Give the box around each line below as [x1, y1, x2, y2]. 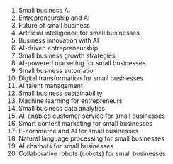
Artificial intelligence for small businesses [18, 28, 140, 37]
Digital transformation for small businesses [18, 74, 144, 82]
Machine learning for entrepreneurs [18, 97, 123, 105]
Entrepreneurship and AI [18, 13, 90, 22]
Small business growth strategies [18, 51, 116, 60]
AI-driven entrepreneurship [18, 44, 99, 52]
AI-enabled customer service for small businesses [18, 111, 166, 120]
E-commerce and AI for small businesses [18, 127, 139, 135]
